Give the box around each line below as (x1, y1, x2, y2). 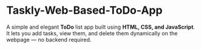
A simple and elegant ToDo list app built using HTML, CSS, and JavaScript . (6, 23, 196, 30)
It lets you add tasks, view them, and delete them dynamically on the (6, 29, 178, 36)
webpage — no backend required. (6, 36, 92, 43)
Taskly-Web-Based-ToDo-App (6, 4, 163, 17)
